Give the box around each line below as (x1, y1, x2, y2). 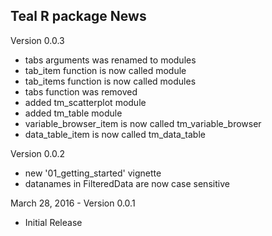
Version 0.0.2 (10, 147, 65, 159)
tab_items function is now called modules (24, 75, 197, 87)
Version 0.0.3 (10, 34, 65, 46)
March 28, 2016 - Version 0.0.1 (10, 197, 136, 209)
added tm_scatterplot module (24, 96, 147, 108)
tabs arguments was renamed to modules (24, 54, 197, 66)
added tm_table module (24, 107, 123, 119)
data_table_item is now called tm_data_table (24, 128, 206, 140)
